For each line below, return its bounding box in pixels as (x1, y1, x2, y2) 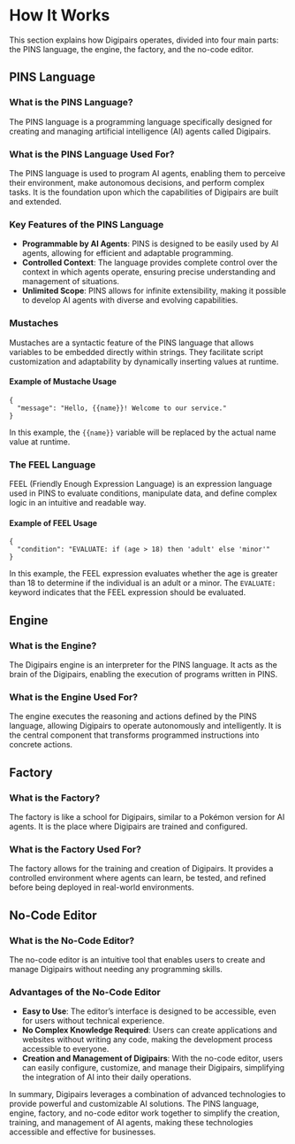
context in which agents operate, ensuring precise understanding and (21, 267, 276, 277)
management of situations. (21, 276, 120, 287)
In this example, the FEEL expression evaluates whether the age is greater (9, 568, 278, 579)
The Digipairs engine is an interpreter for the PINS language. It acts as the (9, 659, 278, 669)
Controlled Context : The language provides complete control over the (21, 258, 278, 268)
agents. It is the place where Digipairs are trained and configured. (9, 821, 248, 831)
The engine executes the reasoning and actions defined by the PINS (9, 711, 258, 722)
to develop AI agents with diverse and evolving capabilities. (21, 295, 238, 305)
